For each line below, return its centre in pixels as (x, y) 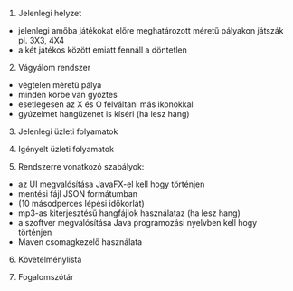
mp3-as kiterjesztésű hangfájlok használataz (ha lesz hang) (129, 213)
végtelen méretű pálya (60, 85)
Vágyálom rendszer (54, 68)
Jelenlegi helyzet (50, 13)
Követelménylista (50, 259)
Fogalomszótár (46, 277)
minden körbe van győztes (67, 95)
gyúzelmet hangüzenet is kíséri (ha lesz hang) (104, 114)
